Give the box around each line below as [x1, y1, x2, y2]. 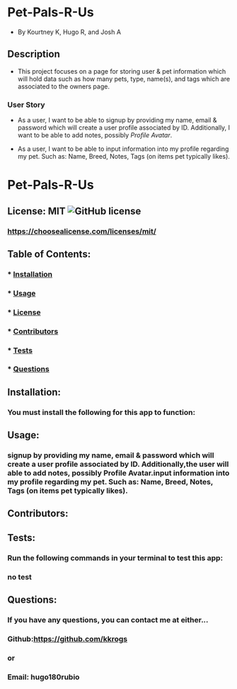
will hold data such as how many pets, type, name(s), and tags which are [17, 74, 231, 83]
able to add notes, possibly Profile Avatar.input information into [7, 468, 230, 478]
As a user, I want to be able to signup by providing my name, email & [17, 116, 217, 125]
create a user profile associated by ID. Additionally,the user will [7, 460, 229, 469]
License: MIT [7, 205, 66, 217]
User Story [7, 100, 45, 110]
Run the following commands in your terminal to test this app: [7, 553, 224, 563]
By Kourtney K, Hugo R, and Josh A [17, 28, 122, 36]
